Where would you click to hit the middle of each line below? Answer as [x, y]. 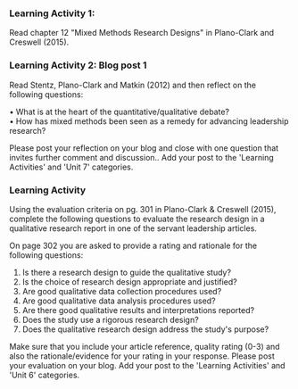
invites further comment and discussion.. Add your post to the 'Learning [141, 157]
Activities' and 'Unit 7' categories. [71, 167]
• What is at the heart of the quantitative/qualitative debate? [120, 112]
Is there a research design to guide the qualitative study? [127, 272]
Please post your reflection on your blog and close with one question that [144, 148]
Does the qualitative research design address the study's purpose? [145, 329]
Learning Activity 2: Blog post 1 [78, 65]
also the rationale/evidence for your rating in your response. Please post [142, 356]
